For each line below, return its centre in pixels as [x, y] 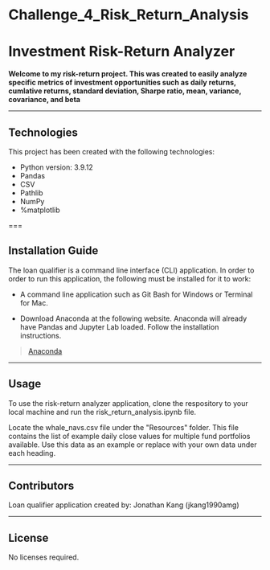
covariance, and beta [44, 100]
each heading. [32, 453]
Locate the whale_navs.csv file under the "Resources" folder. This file [124, 427]
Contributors [41, 485]
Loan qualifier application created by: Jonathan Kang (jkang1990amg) [124, 505]
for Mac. [34, 302]
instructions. [41, 335]
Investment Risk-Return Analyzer [122, 52]
